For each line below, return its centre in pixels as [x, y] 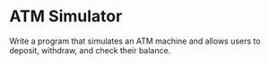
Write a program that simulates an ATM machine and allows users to [135, 41]
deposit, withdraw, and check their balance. [90, 50]
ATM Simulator [66, 16]
